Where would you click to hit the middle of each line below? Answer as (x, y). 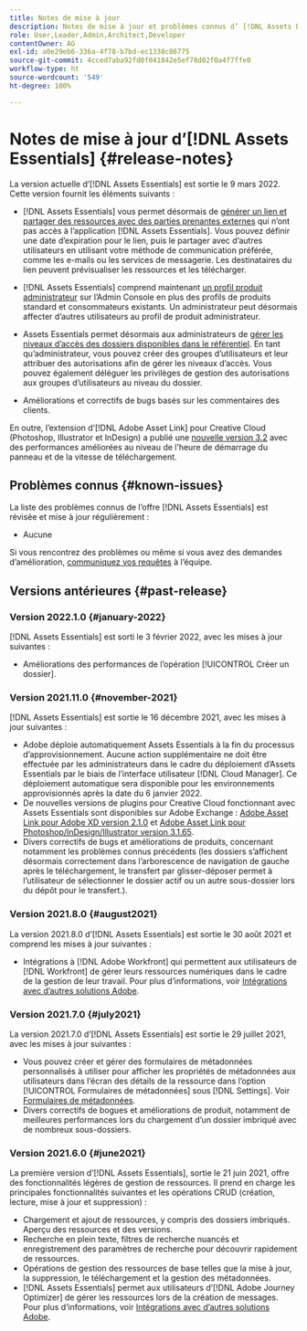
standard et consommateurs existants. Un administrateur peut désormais (160, 306)
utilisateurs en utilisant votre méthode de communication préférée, (148, 250)
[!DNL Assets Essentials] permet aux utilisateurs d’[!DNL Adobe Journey (159, 1288)
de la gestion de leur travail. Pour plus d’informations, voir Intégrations (155, 981)
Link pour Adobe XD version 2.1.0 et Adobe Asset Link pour (134, 822)
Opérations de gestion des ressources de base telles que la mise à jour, (157, 1268)
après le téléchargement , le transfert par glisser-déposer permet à (148, 871)
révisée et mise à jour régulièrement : (79, 517)
